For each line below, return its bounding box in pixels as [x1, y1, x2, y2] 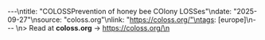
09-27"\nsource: [7, 15, 63, 24]
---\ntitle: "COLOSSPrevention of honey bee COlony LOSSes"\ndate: [7, 7, 232, 16]
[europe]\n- [217, 15, 256, 24]
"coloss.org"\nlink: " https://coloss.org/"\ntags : [64, 15, 216, 24]
